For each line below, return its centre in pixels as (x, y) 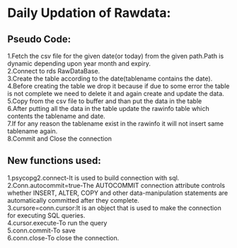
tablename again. (33, 131)
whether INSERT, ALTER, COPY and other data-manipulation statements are (118, 193)
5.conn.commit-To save (42, 230)
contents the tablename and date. (57, 116)
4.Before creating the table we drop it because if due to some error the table (118, 86)
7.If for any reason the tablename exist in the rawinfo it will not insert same (116, 124)
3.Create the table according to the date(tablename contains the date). (110, 78)
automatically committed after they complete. (74, 200)
